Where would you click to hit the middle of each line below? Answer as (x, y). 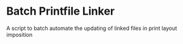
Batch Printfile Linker (60, 11)
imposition (20, 34)
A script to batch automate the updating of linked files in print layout (92, 28)
